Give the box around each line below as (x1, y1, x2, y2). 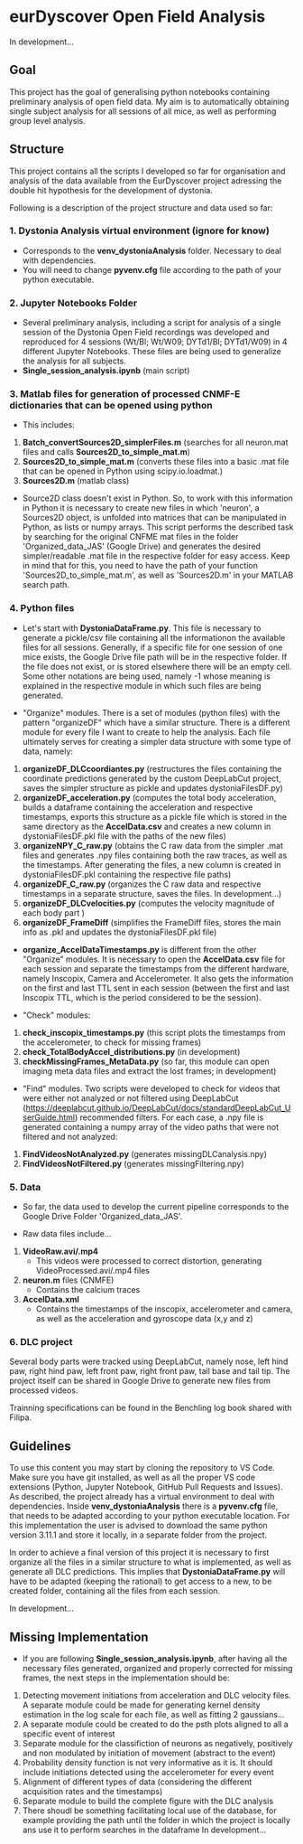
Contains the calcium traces (35, 1284, 141, 1295)
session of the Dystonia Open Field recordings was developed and (22, 327, 270, 338)
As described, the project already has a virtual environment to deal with (9, 1491, 275, 1502)
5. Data (9, 1181, 41, 1193)
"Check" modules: (22, 1010, 91, 1021)
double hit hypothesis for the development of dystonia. (9, 184, 214, 195)
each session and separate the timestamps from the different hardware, (22, 963, 289, 974)
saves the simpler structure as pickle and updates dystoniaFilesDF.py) (22, 782, 284, 793)
